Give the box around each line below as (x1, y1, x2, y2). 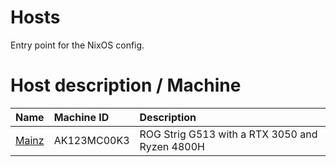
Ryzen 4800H (139, 139, 205, 153)
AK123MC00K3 (53, 133, 130, 147)
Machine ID (53, 110, 110, 124)
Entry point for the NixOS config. (10, 39, 145, 51)
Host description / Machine (10, 74, 242, 97)
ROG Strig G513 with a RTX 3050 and (139, 127, 318, 141)
